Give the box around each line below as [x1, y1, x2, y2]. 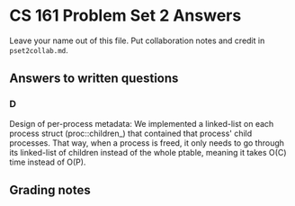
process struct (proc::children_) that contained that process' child [9, 128, 253, 139]
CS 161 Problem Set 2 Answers [9, 5, 242, 26]
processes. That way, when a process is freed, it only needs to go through [9, 137, 285, 148]
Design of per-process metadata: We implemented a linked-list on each [9, 118, 274, 129]
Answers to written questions [9, 71, 179, 86]
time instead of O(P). [9, 157, 86, 167]
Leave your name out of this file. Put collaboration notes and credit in [9, 35, 265, 46]
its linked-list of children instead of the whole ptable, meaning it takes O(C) [9, 147, 287, 157]
